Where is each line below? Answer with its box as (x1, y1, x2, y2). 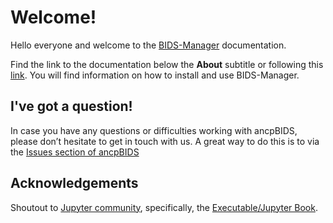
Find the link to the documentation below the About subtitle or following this (10, 58, 324, 70)
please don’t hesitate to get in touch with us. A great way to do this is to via (10, 135, 320, 147)
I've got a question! (10, 98, 133, 115)
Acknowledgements (10, 175, 139, 192)
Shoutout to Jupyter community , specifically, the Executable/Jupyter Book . (10, 201, 318, 213)
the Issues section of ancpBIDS (10, 146, 140, 158)
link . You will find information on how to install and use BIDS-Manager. (10, 69, 300, 81)
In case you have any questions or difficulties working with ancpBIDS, (10, 124, 298, 136)
